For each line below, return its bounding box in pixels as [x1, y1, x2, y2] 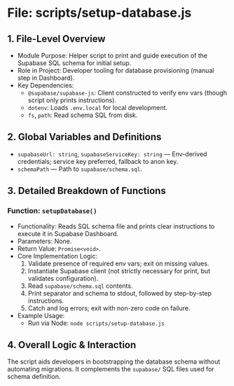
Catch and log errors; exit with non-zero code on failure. [27, 303, 191, 312]
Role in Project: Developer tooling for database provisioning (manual [17, 67, 214, 74]
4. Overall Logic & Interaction [7, 338, 137, 351]
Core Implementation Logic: [17, 251, 98, 260]
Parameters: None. [17, 237, 72, 245]
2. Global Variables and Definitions [7, 131, 162, 143]
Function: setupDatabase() [7, 206, 97, 216]
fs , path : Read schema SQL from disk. [27, 111, 138, 119]
